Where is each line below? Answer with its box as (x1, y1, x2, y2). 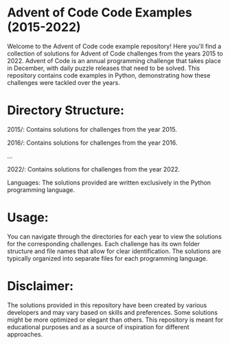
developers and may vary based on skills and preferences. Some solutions (7, 308, 218, 316)
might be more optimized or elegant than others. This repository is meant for (7, 316, 224, 324)
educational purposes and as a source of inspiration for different (7, 322, 190, 331)
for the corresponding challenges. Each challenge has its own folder (7, 239, 200, 248)
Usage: (7, 210, 49, 226)
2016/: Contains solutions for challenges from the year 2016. (7, 139, 178, 147)
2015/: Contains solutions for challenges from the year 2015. (7, 125, 177, 133)
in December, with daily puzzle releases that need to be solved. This (7, 64, 200, 72)
